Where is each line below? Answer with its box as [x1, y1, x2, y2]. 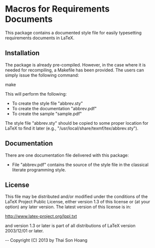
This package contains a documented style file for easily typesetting [5, 30, 142, 35]
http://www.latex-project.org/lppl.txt [5, 214, 77, 219]
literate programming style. [12, 166, 66, 173]
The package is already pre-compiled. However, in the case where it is [5, 62, 146, 67]
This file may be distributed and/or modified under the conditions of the [5, 194, 148, 199]
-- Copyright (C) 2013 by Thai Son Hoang [5, 237, 88, 243]
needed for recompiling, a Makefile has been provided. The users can [5, 67, 144, 73]
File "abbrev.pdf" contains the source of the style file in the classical [12, 162, 149, 167]
